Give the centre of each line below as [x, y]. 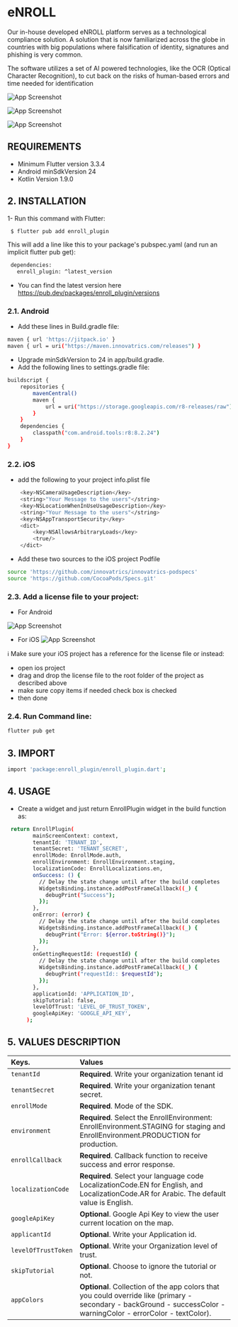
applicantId [31, 1234]
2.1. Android [28, 311]
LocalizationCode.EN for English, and [141, 1185]
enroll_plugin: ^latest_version [64, 272]
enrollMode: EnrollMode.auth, [77, 856]
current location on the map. [127, 1223]
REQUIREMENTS [44, 147]
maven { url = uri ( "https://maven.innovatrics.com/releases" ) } [104, 346]
